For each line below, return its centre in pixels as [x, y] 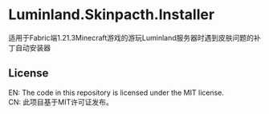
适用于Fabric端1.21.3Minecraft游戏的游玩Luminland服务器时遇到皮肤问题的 [131, 37]
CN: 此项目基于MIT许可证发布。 [61, 102]
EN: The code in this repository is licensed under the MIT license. [116, 92]
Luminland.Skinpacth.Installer [112, 15]
